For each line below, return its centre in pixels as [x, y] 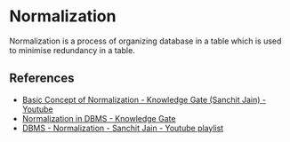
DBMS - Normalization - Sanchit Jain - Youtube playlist [123, 128]
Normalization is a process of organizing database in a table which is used [145, 41]
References [42, 79]
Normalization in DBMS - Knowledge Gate [99, 118]
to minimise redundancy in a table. [72, 50]
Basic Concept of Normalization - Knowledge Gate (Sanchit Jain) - [144, 99]
